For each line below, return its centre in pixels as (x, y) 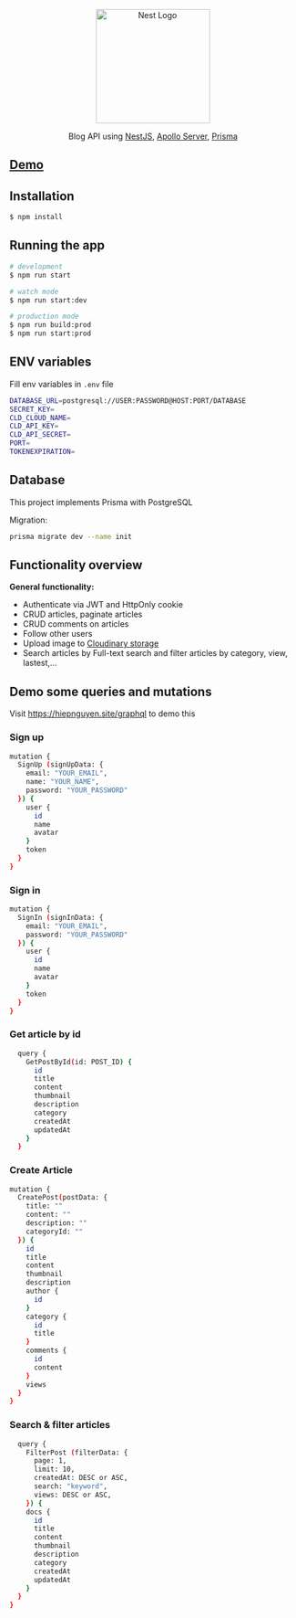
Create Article (41, 1170)
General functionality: (52, 587)
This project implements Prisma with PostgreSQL (101, 502)
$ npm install (36, 217)
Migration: (29, 520)
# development (36, 266)
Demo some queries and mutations (111, 691)
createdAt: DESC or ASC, (81, 1478)
